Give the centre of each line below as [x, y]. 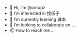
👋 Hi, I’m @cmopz [27, 8]
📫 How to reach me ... [32, 30]
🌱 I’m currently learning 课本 [38, 19]
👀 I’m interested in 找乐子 [34, 13]
